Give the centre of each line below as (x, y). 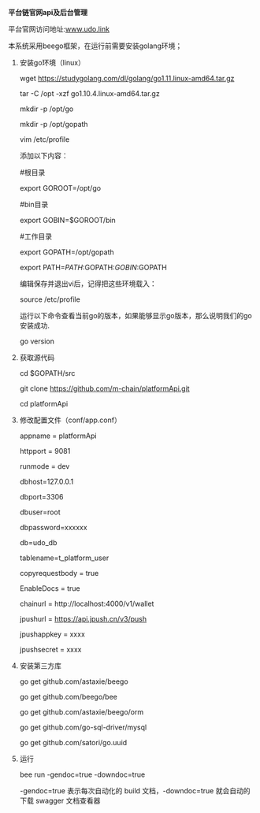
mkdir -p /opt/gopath (54, 124)
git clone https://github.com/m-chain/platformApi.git (105, 388)
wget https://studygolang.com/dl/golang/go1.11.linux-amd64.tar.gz (127, 78)
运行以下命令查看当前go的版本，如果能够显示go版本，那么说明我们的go (136, 316)
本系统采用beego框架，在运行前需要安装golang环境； (95, 46)
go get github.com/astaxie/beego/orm (82, 712)
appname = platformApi (58, 436)
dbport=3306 (42, 497)
